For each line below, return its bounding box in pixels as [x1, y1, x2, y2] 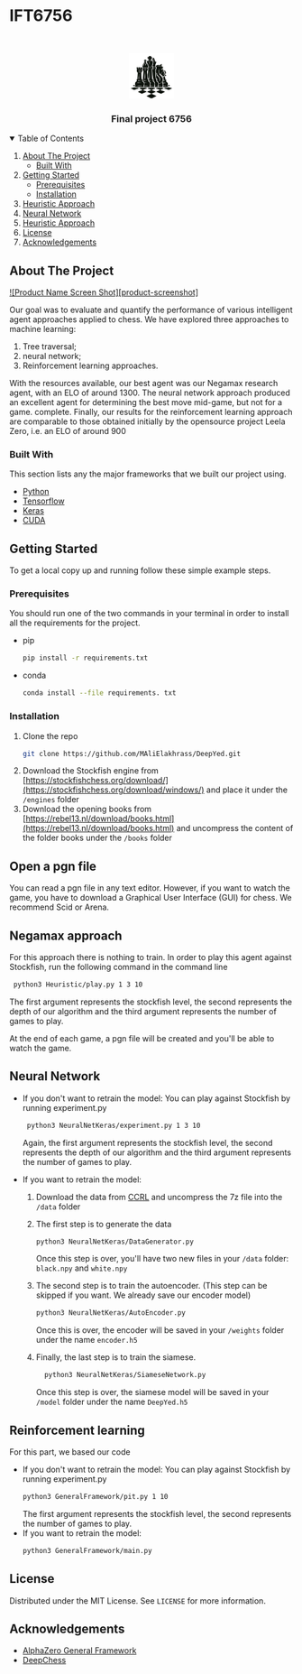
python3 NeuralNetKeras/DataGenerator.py [35, 1237, 194, 1246]
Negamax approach [9, 928, 123, 943]
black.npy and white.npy [35, 1262, 128, 1273]
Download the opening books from [22, 804, 151, 815]
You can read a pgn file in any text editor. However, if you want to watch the [9, 883, 290, 893]
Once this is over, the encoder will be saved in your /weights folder [35, 1325, 285, 1336]
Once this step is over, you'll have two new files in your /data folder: [35, 1253, 289, 1264]
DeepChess [22, 1655, 67, 1666]
